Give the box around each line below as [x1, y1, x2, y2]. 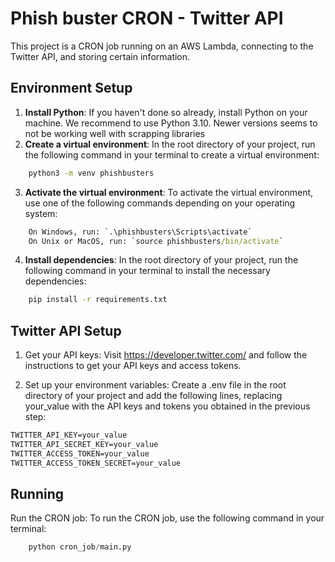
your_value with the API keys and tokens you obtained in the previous [24, 400, 311, 412]
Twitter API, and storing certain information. [10, 50, 191, 62]
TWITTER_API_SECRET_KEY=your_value [10, 439, 159, 449]
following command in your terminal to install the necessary [24, 265, 271, 277]
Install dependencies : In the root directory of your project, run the [24, 254, 299, 266]
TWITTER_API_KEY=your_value [10, 430, 128, 441]
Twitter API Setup [10, 322, 122, 339]
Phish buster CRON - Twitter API [10, 7, 284, 30]
